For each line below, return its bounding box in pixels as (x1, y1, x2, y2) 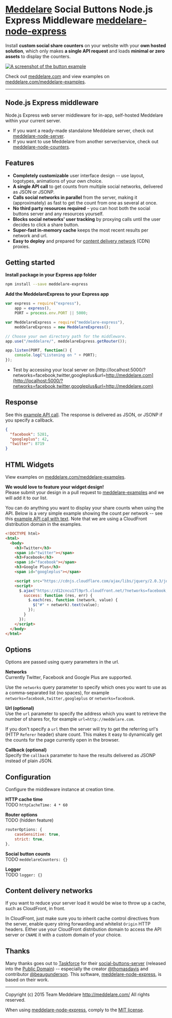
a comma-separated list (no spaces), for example (5, 690, 110, 696)
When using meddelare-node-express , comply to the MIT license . (5, 1007, 144, 1013)
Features (5, 159, 34, 167)
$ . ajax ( (18, 588, 36, 593)
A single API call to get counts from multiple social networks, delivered (12, 183, 163, 190)
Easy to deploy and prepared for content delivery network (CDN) (12, 238, 150, 244)
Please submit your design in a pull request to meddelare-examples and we (5, 489, 164, 495)
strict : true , (14, 836, 45, 842)
